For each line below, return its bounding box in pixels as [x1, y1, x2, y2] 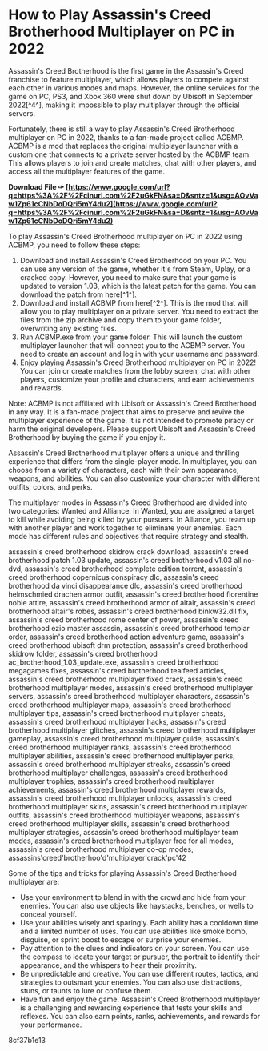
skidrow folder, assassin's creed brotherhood [8, 649, 158, 658]
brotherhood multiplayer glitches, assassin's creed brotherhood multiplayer [8, 725, 257, 735]
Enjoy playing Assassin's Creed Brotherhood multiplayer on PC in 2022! [19, 358, 256, 367]
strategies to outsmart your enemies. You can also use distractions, [19, 977, 242, 987]
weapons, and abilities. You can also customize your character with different [8, 474, 260, 483]
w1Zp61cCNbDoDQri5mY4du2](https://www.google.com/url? [8, 198, 218, 209]
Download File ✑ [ [8, 182, 69, 191]
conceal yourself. [19, 909, 78, 919]
